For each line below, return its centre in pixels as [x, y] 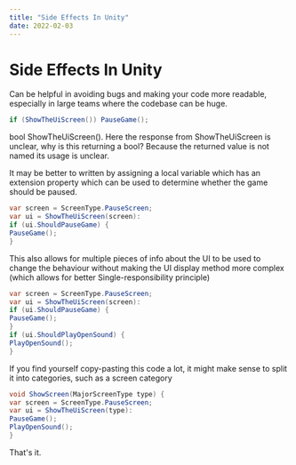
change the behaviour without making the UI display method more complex [147, 268]
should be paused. [43, 192]
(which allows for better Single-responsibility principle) [110, 277]
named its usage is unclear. [59, 156]
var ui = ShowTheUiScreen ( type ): [71, 411]
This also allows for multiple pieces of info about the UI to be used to [135, 258]
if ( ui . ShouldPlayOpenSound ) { [67, 335]
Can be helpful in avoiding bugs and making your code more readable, [138, 94]
